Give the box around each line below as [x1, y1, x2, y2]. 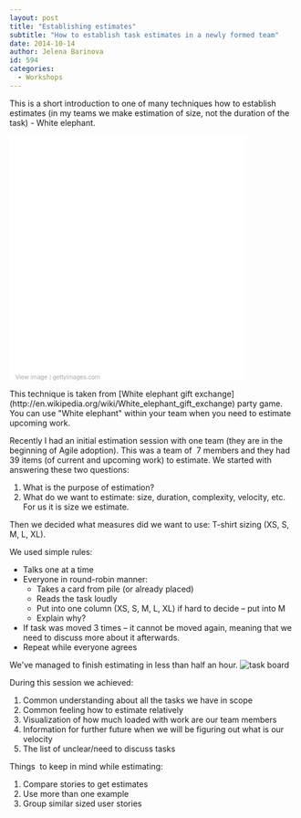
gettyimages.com [52, 371, 100, 382]
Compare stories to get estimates [22, 778, 149, 790]
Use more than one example [22, 788, 130, 799]
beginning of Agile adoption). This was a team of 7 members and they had [9, 445, 290, 456]
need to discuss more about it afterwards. [22, 632, 181, 643]
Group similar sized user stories [22, 798, 142, 809]
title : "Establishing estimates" [9, 22, 137, 31]
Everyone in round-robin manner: [22, 573, 149, 584]
